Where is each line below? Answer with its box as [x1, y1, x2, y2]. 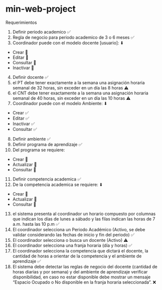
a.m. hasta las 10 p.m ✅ [12, 221, 60, 227]
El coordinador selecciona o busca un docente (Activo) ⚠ [12, 237, 128, 243]
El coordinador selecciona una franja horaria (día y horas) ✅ [12, 242, 132, 248]
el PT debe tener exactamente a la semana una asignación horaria [12, 79, 145, 86]
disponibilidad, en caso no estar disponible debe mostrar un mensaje [12, 274, 151, 280]
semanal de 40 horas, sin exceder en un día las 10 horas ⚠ [12, 95, 131, 101]
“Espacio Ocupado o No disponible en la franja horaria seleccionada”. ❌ [12, 279, 157, 285]
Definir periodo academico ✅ [12, 29, 71, 35]
